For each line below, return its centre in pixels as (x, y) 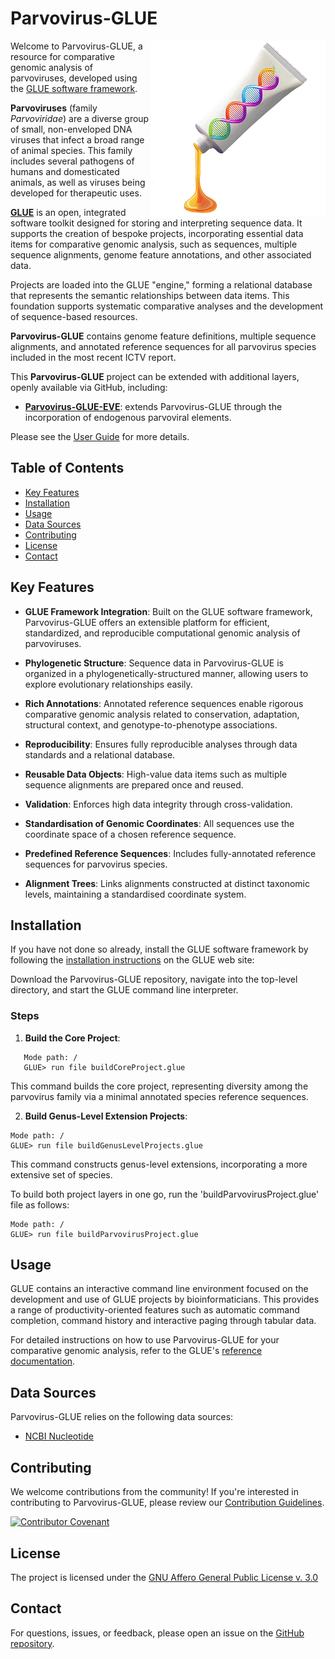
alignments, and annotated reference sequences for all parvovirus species (163, 346)
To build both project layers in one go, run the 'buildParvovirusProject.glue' (165, 1194)
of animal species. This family (71, 150)
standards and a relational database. (100, 754)
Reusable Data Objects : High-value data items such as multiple (156, 774)
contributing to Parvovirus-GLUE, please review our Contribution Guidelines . (167, 1503)
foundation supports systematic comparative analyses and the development (167, 306)
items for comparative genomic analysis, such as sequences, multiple (154, 244)
